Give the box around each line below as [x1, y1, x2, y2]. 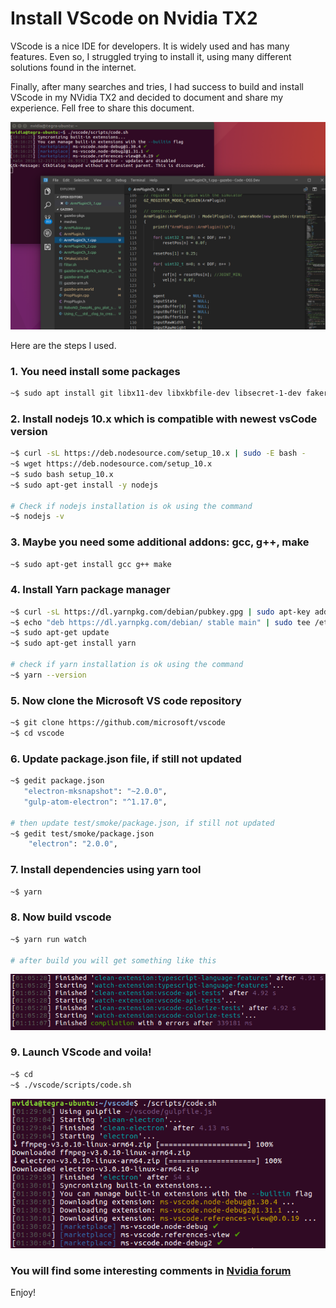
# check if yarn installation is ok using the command [10, 660, 244, 670]
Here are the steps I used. [10, 339, 117, 351]
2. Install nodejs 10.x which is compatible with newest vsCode [10, 412, 318, 426]
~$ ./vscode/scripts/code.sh [10, 1080, 132, 1090]
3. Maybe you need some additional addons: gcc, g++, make [10, 535, 310, 549]
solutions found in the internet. [10, 61, 137, 73]
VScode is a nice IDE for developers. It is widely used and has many [10, 40, 290, 52]
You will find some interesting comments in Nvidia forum [10, 1263, 292, 1277]
